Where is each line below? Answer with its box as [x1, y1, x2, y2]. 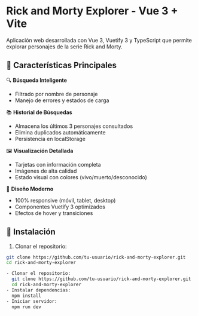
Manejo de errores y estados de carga [14, 97, 109, 104]
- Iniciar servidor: [6, 298, 58, 304]
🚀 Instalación [6, 227, 56, 237]
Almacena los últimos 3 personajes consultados [14, 122, 133, 130]
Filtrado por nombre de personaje [14, 90, 98, 97]
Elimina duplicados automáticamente [14, 128, 106, 136]
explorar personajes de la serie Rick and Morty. [6, 43, 123, 50]
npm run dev [11, 303, 42, 310]
